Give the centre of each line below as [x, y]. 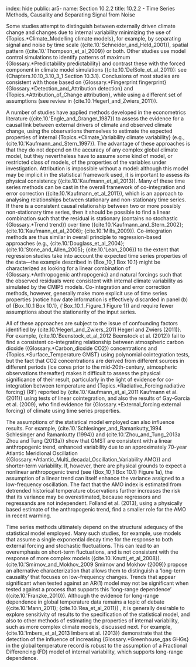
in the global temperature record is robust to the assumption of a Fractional [97, 646]
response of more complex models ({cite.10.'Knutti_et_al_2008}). [84, 558]
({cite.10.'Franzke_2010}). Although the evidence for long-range [82, 596]
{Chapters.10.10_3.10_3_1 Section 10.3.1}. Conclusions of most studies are [93, 76]
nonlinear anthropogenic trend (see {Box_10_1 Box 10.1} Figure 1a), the [90, 472]
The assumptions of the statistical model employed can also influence [90, 422]
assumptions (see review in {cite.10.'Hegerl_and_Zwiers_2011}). [82, 101]
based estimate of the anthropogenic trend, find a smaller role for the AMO [96, 509]
